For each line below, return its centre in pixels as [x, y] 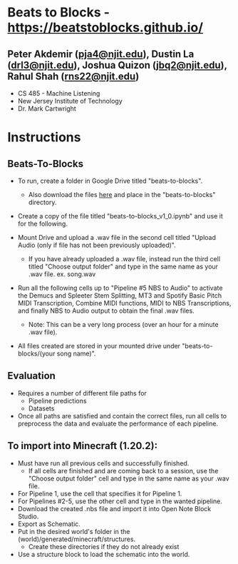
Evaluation [31, 376]
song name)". [76, 353]
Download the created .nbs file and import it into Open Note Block [114, 508]
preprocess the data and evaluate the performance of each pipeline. [118, 423]
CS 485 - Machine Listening [59, 93]
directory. [42, 202]
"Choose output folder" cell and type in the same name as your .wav [129, 478]
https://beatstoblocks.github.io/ [105, 27]
